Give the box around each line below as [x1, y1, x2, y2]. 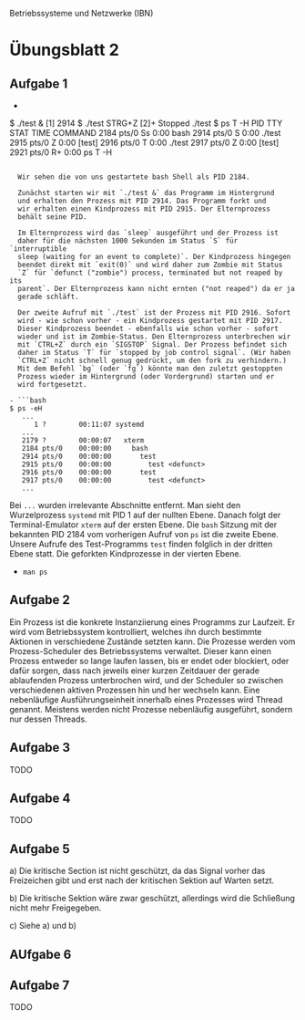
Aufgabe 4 [9, 791, 71, 807]
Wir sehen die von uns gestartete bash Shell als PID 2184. [17, 172, 250, 182]
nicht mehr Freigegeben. [9, 902, 102, 913]
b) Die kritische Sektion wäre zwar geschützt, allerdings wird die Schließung [9, 893, 296, 904]
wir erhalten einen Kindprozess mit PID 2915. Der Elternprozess [17, 204, 271, 213]
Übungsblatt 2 [9, 40, 120, 60]
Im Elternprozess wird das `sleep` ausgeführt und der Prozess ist [17, 228, 280, 237]
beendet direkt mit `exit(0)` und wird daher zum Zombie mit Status [17, 260, 283, 269]
